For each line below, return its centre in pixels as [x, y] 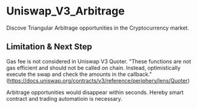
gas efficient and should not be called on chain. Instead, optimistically [93, 68]
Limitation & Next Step [49, 47]
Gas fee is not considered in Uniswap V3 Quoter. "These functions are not [99, 61]
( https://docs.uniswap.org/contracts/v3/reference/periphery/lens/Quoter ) [98, 80]
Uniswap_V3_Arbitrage [66, 11]
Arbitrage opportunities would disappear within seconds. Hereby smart [95, 92]
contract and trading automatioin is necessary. [64, 98]
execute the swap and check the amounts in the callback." [79, 74]
